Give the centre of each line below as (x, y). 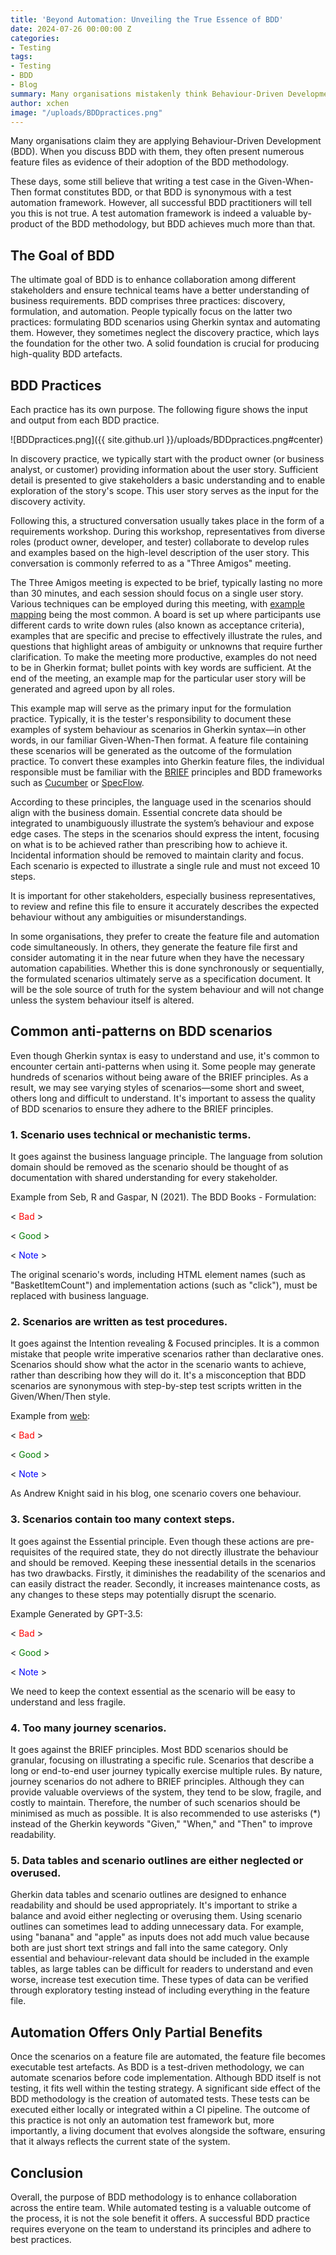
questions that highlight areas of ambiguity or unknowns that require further (166, 646)
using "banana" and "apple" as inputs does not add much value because (160, 1937)
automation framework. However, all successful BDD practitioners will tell (161, 203)
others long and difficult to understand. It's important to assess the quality (163, 1098)
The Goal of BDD (62, 255)
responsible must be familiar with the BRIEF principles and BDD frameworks (166, 772)
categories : (35, 38)
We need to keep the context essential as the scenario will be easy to (153, 1691)
